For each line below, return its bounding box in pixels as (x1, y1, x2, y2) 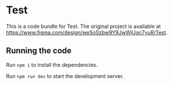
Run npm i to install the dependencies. (6, 61, 98, 68)
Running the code (6, 46, 72, 56)
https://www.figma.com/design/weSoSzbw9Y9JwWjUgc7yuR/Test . (6, 29, 168, 36)
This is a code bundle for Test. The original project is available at (6, 23, 161, 30)
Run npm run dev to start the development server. (6, 72, 124, 79)
